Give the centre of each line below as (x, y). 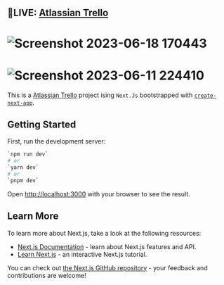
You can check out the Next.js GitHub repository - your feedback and (108, 267)
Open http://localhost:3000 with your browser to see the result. (99, 194)
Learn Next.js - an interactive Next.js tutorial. (82, 254)
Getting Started (42, 124)
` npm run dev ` (28, 154)
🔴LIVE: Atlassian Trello (58, 13)
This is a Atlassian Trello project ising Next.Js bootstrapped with (100, 95)
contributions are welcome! (47, 275)
